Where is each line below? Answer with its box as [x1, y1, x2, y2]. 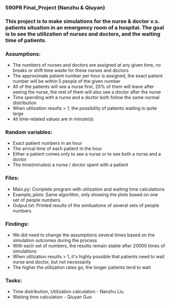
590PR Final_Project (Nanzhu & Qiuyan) [5, 4, 106, 11]
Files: [5, 174, 19, 181]
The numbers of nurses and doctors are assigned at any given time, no [12, 62, 161, 68]
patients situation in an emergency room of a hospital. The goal [5, 24, 164, 31]
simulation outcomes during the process [12, 237, 97, 243]
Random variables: [5, 129, 53, 136]
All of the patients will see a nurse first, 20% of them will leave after [12, 83, 154, 90]
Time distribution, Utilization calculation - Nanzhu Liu [12, 289, 124, 295]
